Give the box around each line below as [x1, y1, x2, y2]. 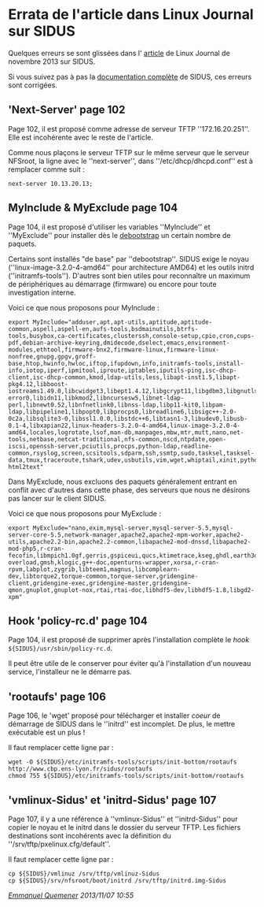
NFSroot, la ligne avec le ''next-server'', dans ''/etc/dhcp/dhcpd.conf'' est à [8, 156, 254, 165]
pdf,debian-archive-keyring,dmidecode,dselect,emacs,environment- [8, 339, 230, 347]
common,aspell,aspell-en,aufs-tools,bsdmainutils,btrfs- [8, 325, 199, 333]
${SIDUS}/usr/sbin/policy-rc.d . [8, 644, 112, 653]
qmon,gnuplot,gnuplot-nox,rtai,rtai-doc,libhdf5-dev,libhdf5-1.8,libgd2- [8, 585, 255, 594]
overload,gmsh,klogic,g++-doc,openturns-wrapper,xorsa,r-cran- [8, 558, 220, 567]
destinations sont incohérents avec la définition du [8, 831, 171, 840]
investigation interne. [8, 288, 76, 297]
